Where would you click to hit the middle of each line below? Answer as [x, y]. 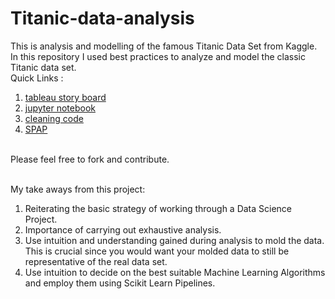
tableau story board [65, 97]
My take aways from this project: [78, 189]
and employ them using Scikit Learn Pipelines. [120, 283]
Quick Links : [37, 78]
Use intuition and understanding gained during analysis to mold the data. [174, 240]
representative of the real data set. [96, 261]
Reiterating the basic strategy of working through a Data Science [158, 208]
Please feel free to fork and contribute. [90, 159]
